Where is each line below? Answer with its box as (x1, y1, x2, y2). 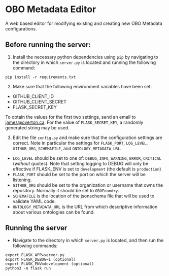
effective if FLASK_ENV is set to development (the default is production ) (12, 166, 161, 172)
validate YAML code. (12, 198, 56, 204)
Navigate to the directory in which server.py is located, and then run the (12, 237, 164, 243)
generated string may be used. (5, 124, 70, 130)
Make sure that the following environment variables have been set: (12, 83, 152, 89)
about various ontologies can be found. (12, 209, 95, 215)
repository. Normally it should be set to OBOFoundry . (12, 187, 119, 193)
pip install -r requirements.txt (5, 75, 76, 80)
